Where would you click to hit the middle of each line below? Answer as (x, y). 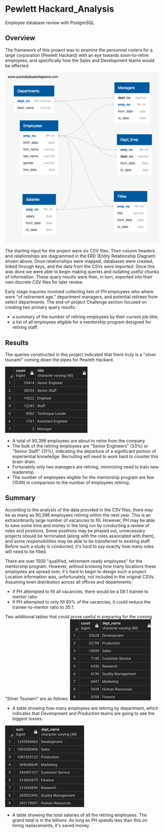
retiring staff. (25, 327)
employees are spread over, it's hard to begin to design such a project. (76, 571)
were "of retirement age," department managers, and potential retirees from (82, 297)
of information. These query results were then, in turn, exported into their (79, 277)
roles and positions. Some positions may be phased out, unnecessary (75, 530)
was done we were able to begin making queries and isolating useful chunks (82, 272)
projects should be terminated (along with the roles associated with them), (80, 536)
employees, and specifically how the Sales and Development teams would (80, 60)
